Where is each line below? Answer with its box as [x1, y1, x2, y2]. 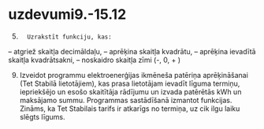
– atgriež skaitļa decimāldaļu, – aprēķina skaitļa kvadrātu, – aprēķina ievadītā [8, 46, 256, 56]
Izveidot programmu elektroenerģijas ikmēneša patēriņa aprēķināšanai [19, 70, 248, 79]
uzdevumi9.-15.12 [8, 6, 127, 24]
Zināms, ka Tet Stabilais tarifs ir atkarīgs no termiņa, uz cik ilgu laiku [19, 104, 240, 113]
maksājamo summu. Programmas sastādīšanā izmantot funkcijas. [19, 95, 232, 105]
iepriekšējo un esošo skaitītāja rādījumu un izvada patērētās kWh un [19, 87, 242, 96]
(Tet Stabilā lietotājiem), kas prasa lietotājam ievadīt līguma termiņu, [19, 79, 240, 88]
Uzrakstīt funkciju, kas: [27, 33, 112, 41]
